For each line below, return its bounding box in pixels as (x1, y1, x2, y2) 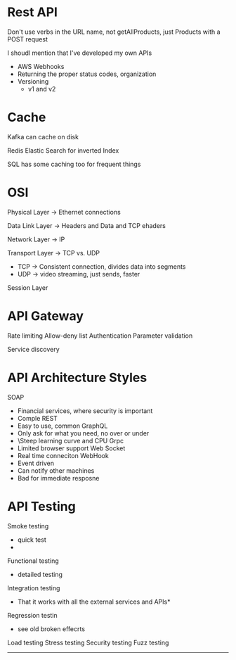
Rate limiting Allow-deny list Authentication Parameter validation (7, 331, 193, 340)
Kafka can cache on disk (7, 132, 79, 141)
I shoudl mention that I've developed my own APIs (7, 49, 152, 57)
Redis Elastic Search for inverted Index (7, 146, 119, 155)
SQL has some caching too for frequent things (7, 160, 141, 168)
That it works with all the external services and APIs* (17, 597, 171, 606)
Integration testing (7, 583, 60, 592)
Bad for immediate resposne (17, 474, 100, 482)
